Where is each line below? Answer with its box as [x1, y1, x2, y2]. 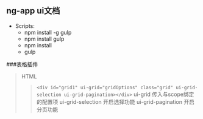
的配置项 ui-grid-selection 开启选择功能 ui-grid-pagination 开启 [36, 98, 195, 105]
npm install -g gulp [24, 29, 72, 36]
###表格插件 [6, 60, 38, 68]
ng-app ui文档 [6, 5, 60, 16]
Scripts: [15, 22, 35, 29]
